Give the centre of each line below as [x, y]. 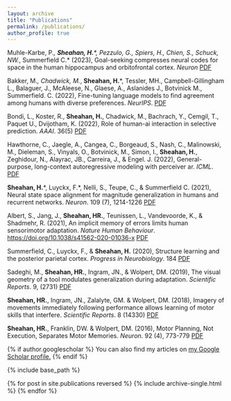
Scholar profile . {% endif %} [48, 357]
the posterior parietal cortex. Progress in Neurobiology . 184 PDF [99, 259]
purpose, [20, 167]
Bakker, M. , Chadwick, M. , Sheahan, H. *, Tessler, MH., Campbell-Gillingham [115, 81]
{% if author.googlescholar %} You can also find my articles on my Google [113, 349]
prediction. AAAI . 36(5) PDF [47, 131]
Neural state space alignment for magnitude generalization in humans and [113, 195]
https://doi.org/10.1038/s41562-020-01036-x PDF [78, 238]
